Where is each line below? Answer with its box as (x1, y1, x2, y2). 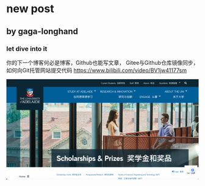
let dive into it (6, 45, 48, 53)
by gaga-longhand (6, 26, 78, 37)
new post (6, 2, 54, 16)
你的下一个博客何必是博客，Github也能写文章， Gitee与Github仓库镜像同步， (6, 59, 199, 66)
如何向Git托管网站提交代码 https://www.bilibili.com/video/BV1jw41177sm (6, 66, 187, 74)
